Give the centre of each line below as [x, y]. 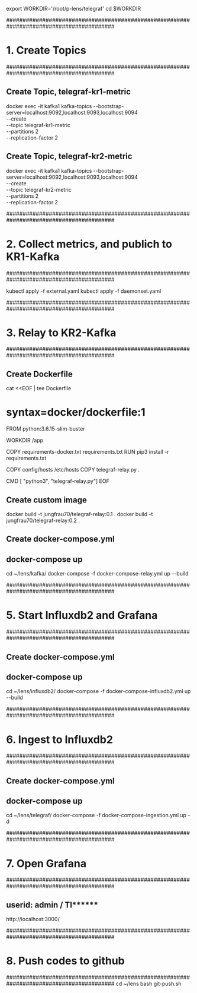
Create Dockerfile [39, 374]
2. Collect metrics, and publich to [89, 244]
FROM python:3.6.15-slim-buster [46, 429]
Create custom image [46, 500]
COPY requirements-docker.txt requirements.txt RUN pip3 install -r [88, 452]
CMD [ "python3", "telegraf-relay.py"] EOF [58, 481]
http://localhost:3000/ [33, 919]
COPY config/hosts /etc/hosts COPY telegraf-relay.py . [73, 470]
